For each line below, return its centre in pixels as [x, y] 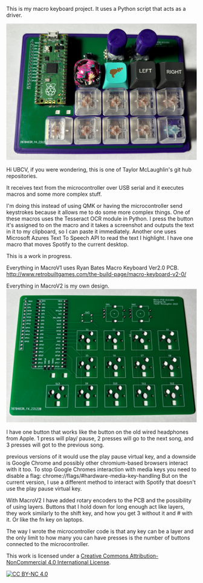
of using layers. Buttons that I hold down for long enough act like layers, [96, 506]
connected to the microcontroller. [48, 544]
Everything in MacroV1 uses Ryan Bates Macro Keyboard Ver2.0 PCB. [93, 268]
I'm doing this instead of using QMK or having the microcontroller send [94, 205]
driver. [14, 15]
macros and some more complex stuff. [54, 194]
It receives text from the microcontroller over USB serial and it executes [95, 187]
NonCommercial [27, 562]
